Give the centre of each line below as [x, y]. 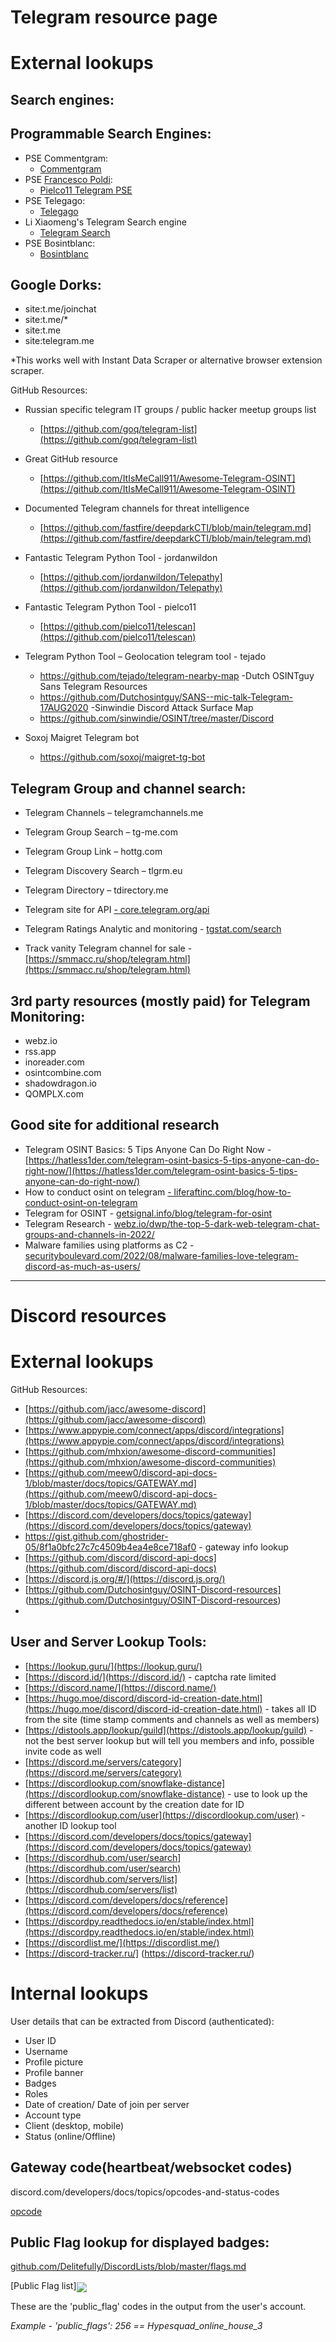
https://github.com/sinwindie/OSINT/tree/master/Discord [157, 718]
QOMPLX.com [54, 1094]
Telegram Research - [68, 1223]
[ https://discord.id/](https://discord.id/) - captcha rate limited [150, 1677]
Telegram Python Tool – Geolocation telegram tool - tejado [145, 657]
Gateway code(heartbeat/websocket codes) [151, 2167]
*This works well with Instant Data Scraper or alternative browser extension [166, 360]
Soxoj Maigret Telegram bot [82, 738]
